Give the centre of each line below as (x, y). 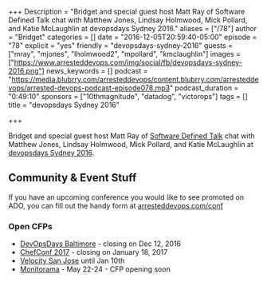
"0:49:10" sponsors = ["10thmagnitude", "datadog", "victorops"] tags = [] (128, 96)
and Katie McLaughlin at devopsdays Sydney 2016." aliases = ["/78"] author (133, 28)
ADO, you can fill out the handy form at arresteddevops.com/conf (116, 205)
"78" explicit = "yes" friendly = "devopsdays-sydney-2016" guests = (121, 46)
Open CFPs (31, 226)
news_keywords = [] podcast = (97, 71)
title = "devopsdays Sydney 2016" (64, 105)
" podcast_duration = (204, 88)
